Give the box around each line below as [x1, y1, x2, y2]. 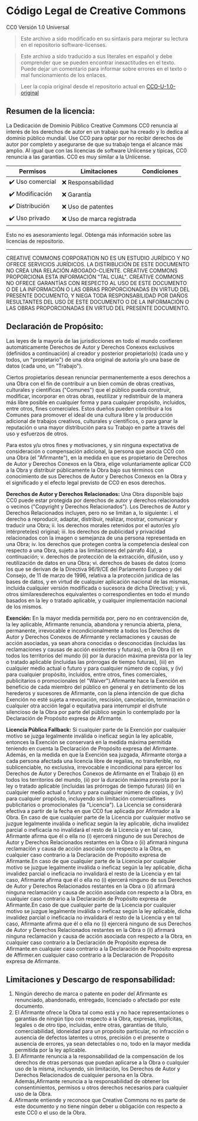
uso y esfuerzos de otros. [6, 430, 68, 437]
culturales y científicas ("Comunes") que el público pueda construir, [6, 386, 171, 393]
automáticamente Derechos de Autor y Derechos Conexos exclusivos [6, 343, 175, 350]
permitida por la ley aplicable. [14, 1047, 87, 1054]
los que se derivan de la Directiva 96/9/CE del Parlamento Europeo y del [6, 566, 181, 573]
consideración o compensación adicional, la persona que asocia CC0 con [6, 448, 185, 455]
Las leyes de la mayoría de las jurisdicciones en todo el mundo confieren [6, 337, 183, 344]
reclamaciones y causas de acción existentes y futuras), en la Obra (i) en [6, 646, 183, 653]
